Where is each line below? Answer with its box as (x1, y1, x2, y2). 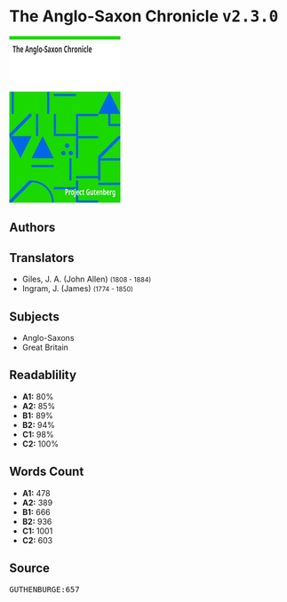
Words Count (9, 464, 84, 479)
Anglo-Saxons (21, 332, 75, 343)
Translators (9, 250, 75, 265)
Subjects (9, 309, 60, 324)
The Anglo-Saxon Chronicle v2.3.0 (9, 6, 279, 27)
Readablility (9, 368, 77, 383)
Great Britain (21, 342, 69, 352)
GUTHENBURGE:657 (9, 584, 80, 595)
